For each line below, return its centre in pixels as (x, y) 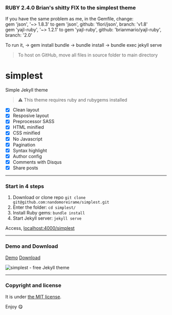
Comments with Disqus (37, 162)
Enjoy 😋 (14, 306)
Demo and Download (32, 246)
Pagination (24, 145)
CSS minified (26, 133)
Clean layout (26, 110)
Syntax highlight (30, 150)
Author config (27, 156)
